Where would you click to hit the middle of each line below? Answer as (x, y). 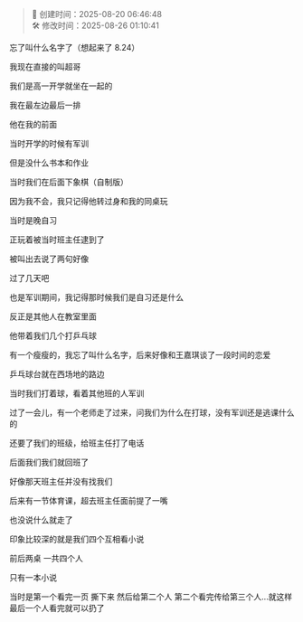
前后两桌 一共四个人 (46, 558)
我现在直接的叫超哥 (45, 66)
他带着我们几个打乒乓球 (53, 335)
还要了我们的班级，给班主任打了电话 (77, 443)
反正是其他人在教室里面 (53, 316)
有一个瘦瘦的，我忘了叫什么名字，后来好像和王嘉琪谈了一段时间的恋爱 (140, 355)
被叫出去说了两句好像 (49, 259)
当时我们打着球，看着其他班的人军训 (77, 393)
